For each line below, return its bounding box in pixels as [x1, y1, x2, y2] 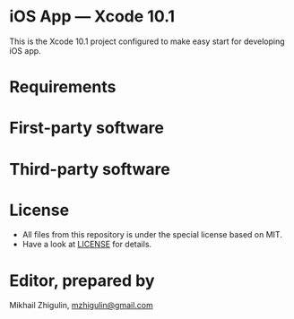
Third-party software [9, 159, 170, 179]
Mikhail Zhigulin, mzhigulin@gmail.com [9, 300, 154, 311]
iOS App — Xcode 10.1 [9, 6, 176, 27]
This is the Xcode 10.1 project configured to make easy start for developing [9, 36, 285, 47]
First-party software [9, 118, 164, 138]
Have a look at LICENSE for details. [22, 239, 152, 250]
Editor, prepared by [9, 271, 155, 290]
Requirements [9, 77, 117, 98]
